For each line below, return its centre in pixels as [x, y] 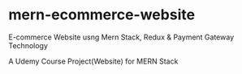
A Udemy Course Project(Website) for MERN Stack [93, 61]
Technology [28, 45]
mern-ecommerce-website [102, 15]
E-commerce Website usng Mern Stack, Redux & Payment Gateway [121, 37]
